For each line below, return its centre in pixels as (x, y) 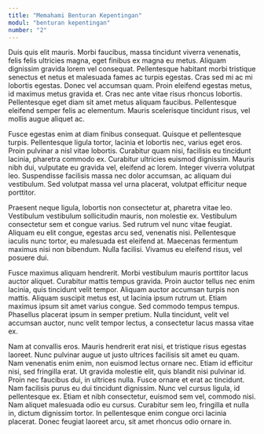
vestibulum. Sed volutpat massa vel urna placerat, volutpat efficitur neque (128, 184)
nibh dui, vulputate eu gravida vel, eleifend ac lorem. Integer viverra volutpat (132, 168)
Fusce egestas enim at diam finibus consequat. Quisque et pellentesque (125, 134)
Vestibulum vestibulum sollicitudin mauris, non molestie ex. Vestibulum (123, 216)
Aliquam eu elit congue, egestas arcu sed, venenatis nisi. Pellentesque (122, 233)
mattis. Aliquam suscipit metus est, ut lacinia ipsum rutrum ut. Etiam (117, 298)
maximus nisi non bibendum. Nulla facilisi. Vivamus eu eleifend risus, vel (125, 250)
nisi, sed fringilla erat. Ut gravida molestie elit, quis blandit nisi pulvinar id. (127, 372)
